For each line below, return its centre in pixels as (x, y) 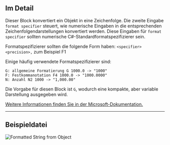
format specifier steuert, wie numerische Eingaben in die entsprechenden (83, 26)
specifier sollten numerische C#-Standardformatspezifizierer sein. (75, 36)
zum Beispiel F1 (50, 52)
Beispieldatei (26, 125)
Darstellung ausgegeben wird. (37, 94)
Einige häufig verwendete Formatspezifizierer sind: (58, 61)
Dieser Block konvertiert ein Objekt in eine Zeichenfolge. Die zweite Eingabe (84, 20)
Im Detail (19, 8)
